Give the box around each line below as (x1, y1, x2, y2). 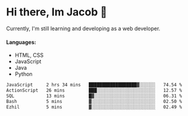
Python (14, 70, 33, 78)
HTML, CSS (14, 51, 43, 59)
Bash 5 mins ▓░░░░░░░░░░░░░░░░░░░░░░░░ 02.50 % (6, 98, 183, 104)
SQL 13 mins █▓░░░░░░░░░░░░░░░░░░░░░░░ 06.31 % (6, 93, 183, 99)
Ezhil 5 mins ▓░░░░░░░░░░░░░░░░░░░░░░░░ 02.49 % (6, 104, 183, 110)
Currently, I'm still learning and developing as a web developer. (6, 25, 161, 32)
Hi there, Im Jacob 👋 (6, 5, 108, 19)
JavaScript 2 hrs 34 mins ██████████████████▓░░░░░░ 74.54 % (6, 82, 183, 88)
